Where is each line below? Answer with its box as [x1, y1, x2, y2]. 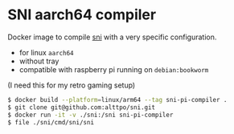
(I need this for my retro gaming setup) [7, 80, 136, 90]
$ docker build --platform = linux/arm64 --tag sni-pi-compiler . [7, 95, 228, 104]
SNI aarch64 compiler [7, 6, 157, 24]
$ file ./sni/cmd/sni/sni [7, 118, 94, 126]
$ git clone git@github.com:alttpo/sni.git [7, 103, 156, 112]
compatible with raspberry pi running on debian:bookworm [18, 64, 209, 74]
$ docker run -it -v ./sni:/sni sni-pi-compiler [7, 111, 174, 119]
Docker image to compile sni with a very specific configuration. [7, 32, 217, 42]
